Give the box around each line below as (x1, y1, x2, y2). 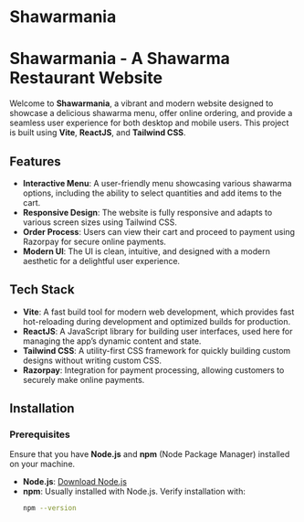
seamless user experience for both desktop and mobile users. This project (9, 117, 289, 129)
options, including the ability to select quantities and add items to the (22, 187, 282, 198)
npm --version (22, 504, 77, 513)
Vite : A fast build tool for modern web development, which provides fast (22, 306, 295, 317)
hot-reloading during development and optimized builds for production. (22, 315, 291, 326)
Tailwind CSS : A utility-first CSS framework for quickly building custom (22, 345, 291, 356)
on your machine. (9, 459, 76, 470)
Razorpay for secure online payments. (22, 236, 167, 247)
